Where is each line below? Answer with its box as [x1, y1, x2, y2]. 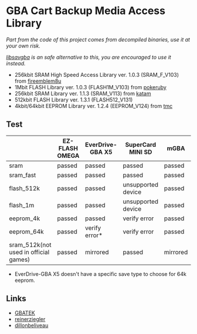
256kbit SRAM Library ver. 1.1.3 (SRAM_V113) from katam [14, 90, 151, 97]
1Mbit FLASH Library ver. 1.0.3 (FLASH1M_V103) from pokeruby [14, 83, 167, 90]
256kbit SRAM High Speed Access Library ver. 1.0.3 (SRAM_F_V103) [14, 71, 179, 78]
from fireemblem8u [14, 77, 62, 85]
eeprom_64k [9, 227, 44, 235]
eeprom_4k [9, 214, 40, 222]
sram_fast [9, 171, 36, 179]
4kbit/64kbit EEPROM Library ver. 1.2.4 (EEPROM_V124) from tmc [14, 102, 173, 109]
